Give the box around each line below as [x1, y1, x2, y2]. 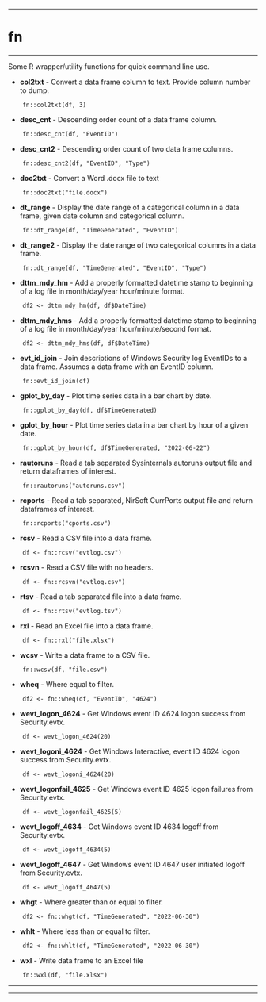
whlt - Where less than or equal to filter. [19, 926, 150, 936]
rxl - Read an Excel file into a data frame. [19, 620, 154, 631]
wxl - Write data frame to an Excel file [19, 955, 144, 965]
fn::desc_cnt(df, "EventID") [22, 130, 119, 138]
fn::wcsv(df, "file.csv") [22, 666, 108, 674]
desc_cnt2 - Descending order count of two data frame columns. [19, 144, 234, 153]
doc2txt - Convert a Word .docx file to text [19, 173, 160, 182]
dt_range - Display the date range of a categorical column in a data [19, 202, 240, 212]
